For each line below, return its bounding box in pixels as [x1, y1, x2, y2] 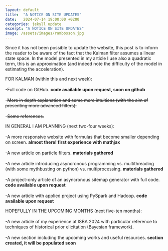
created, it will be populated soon [5, 240, 76, 246]
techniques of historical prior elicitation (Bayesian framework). [5, 224, 134, 230]
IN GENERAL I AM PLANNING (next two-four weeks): [5, 123, 114, 129]
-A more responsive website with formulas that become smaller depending [5, 134, 159, 140]
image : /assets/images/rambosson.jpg [5, 31, 84, 36]
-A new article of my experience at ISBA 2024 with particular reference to [5, 219, 157, 224]
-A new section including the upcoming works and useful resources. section [5, 235, 163, 240]
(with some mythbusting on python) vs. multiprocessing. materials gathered [5, 166, 163, 172]
